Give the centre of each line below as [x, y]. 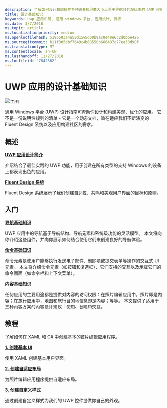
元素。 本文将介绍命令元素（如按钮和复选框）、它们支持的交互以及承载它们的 [83, 267]
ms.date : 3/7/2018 [24, 24]
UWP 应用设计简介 [24, 154]
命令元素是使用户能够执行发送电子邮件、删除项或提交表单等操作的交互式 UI [82, 260]
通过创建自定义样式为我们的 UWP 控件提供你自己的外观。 [64, 400]
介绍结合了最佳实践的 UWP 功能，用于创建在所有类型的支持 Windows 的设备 [83, 165]
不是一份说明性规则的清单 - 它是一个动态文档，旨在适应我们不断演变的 [77, 118]
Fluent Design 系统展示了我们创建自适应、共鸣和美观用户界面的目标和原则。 [83, 193]
